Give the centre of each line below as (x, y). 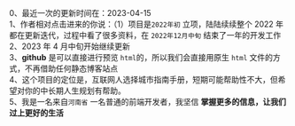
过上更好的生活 (36, 113)
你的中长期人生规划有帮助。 (75, 91)
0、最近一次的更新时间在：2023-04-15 (81, 13)
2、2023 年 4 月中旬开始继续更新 (70, 46)
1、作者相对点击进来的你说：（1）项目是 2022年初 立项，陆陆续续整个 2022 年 (147, 24)
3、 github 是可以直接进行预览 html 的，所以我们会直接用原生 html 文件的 (141, 57)
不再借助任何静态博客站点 (71, 68)
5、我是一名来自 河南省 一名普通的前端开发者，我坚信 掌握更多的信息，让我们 (147, 102)
